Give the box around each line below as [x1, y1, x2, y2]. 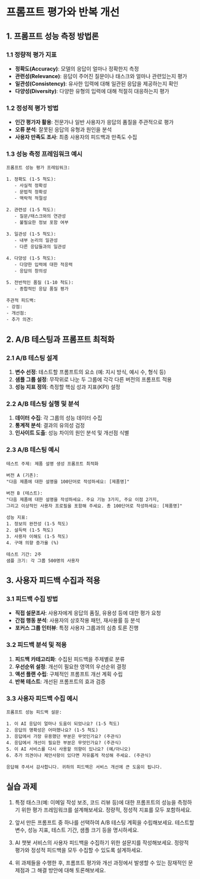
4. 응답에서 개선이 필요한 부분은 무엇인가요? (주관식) [6, 740, 122, 746]
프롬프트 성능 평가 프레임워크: [6, 165, 70, 171]
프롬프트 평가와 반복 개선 [6, 5, 120, 19]
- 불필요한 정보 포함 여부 [14, 220, 69, 226]
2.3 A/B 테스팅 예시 [6, 446, 60, 454]
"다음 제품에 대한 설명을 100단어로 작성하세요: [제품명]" [6, 479, 130, 485]
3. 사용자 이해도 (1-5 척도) [6, 533, 69, 539]
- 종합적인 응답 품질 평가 [14, 286, 69, 292]
